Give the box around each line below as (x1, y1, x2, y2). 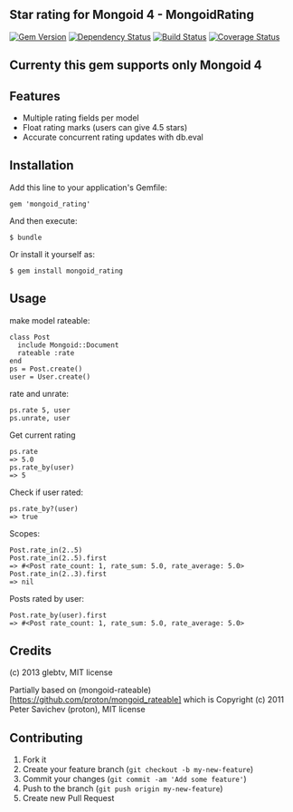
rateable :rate (17, 348, 75, 357)
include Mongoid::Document (17, 340, 119, 350)
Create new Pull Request (22, 793, 115, 804)
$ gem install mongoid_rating (9, 266, 124, 275)
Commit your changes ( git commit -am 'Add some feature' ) (22, 774, 247, 785)
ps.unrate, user (9, 413, 71, 422)
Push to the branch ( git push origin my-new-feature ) (22, 783, 223, 794)
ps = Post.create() (9, 364, 83, 373)
